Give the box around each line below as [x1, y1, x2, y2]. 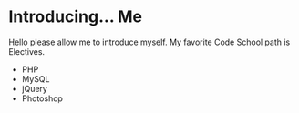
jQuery [21, 83, 47, 94]
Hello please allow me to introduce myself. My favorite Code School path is [8, 36, 291, 47]
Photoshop [21, 93, 63, 104]
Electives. [8, 46, 46, 56]
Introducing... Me [8, 6, 143, 27]
